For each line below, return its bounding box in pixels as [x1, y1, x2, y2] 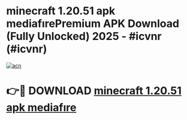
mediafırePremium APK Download [6, 17, 180, 30]
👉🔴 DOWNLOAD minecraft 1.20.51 [6, 84, 182, 98]
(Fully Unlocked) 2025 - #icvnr [6, 30, 162, 43]
